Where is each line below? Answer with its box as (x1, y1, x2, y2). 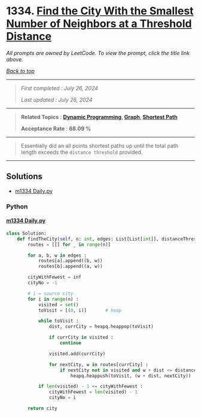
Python (6, 202, 28, 211)
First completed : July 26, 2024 (20, 84, 99, 92)
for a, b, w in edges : (28, 252, 87, 258)
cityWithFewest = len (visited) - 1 (48, 389, 138, 395)
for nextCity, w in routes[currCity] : (48, 361, 148, 367)
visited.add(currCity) (48, 351, 106, 357)
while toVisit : (38, 318, 79, 324)
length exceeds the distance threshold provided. (20, 148, 143, 156)
